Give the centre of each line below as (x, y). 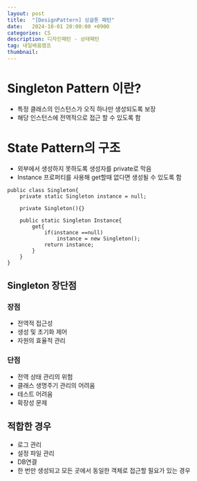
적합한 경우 (29, 427)
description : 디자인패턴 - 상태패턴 (54, 39)
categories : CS (29, 33)
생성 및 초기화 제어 (42, 332)
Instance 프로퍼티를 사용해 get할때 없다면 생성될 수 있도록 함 (99, 177)
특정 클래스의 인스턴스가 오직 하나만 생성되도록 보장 (86, 109)
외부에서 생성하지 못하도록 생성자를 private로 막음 (84, 168)
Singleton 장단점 (42, 286)
